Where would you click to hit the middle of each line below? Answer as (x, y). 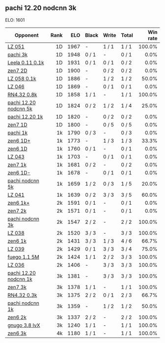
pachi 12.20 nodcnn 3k (41, 8)
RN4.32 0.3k (22, 295)
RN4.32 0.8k (22, 94)
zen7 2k (17, 211)
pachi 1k (18, 132)
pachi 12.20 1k (25, 117)
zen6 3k (17, 333)
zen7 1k (17, 164)
